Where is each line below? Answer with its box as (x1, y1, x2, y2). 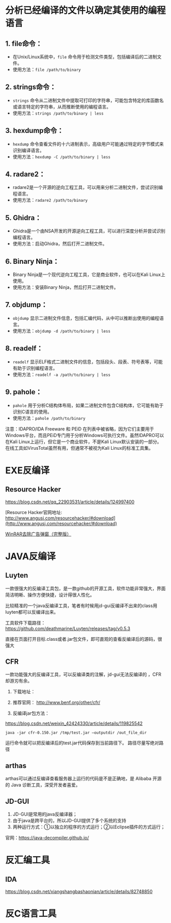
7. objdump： (5, 301, 48, 309)
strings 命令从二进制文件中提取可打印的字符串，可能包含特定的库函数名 (12, 97, 164, 103)
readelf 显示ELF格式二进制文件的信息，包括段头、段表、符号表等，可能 (12, 359, 163, 365)
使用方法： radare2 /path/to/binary (12, 197, 88, 203)
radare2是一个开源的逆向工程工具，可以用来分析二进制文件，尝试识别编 (12, 184, 163, 191)
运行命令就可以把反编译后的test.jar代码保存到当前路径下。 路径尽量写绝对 (5, 740, 159, 746)
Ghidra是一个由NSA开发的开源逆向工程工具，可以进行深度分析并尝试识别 (12, 228, 165, 234)
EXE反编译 (5, 465, 50, 476)
